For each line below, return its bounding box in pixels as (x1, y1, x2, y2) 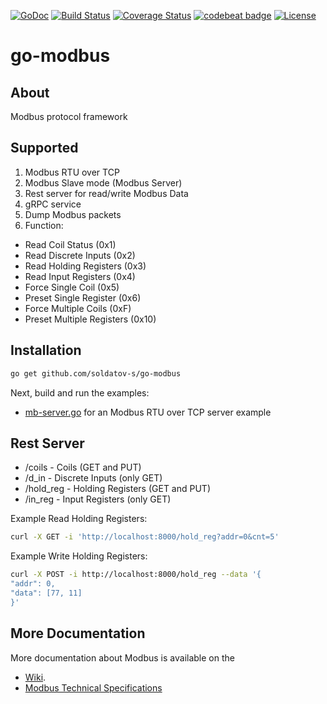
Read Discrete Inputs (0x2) (24, 249, 136, 261)
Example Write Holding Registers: (10, 550, 148, 562)
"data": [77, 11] (10, 588, 83, 598)
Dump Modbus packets (24, 208, 122, 220)
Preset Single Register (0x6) (24, 291, 142, 304)
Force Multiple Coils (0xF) (24, 302, 132, 314)
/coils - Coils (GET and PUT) (24, 461, 142, 474)
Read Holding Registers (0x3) (24, 260, 147, 272)
